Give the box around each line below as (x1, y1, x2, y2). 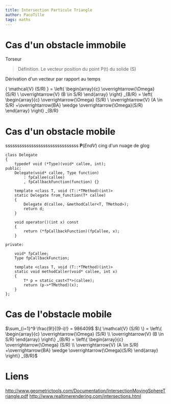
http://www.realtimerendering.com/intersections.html (29, 393, 141, 399)
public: (5, 166, 22, 171)
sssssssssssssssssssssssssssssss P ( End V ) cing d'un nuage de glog (5, 143, 150, 149)
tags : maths (5, 17, 31, 22)
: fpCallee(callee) (23, 175, 65, 180)
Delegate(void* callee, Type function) (14, 170, 100, 176)
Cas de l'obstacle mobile (5, 309, 112, 320)
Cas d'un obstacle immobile (5, 39, 126, 51)
